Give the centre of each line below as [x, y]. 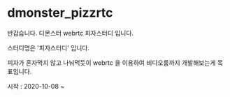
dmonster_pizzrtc [60, 13]
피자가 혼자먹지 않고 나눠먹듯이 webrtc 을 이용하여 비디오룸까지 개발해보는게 [112, 62]
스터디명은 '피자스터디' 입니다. [48, 47]
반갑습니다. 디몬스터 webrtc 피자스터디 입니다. [71, 33]
